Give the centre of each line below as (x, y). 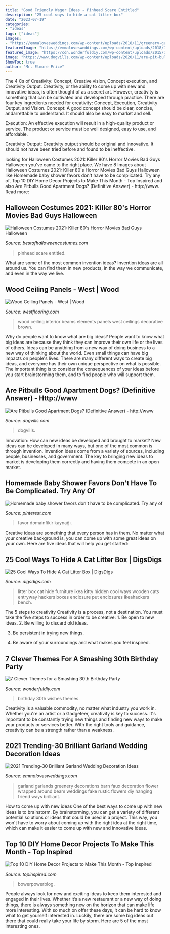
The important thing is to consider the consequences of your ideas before (82, 369)
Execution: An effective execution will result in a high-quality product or (80, 123)
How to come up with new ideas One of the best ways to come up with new (84, 806)
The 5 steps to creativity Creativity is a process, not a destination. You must (84, 612)
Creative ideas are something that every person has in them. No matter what (85, 533)
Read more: (17, 192)
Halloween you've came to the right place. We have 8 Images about (76, 165)
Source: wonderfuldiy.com (33, 689)
